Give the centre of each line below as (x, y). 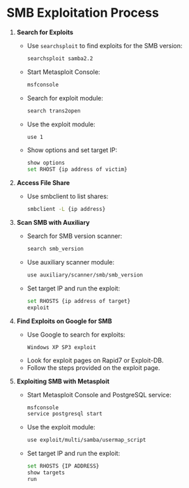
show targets (46, 473)
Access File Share (43, 183)
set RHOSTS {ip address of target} (78, 301)
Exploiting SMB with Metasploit (63, 381)
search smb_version (55, 249)
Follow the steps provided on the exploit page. (93, 367)
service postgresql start (65, 414)
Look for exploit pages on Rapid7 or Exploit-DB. (95, 360)
